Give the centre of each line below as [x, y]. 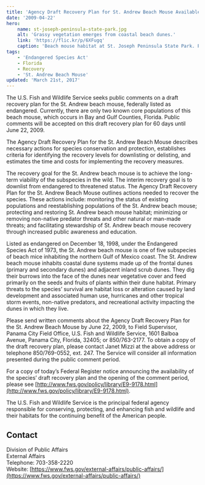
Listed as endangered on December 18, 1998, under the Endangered [92, 244]
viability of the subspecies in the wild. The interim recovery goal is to [106, 180]
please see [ [22, 384]
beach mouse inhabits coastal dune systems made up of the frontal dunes [100, 263]
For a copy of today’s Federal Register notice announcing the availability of [100, 371]
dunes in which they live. [38, 309]
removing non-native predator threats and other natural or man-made [94, 219]
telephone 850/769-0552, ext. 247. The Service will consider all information [101, 353]
